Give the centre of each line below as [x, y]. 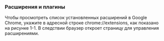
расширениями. [22, 34]
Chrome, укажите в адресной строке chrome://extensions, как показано [82, 23]
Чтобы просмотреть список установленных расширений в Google [76, 18]
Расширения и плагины [35, 7]
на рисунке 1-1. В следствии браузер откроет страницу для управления [82, 28]
